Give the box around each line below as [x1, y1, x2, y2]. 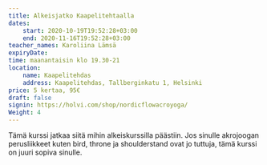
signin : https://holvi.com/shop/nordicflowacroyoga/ [8, 101, 188, 109]
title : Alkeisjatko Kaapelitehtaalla [8, 11, 135, 20]
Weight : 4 [8, 109, 42, 117]
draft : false [8, 94, 52, 102]
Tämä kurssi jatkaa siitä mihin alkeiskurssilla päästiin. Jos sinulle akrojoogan [8, 131, 259, 140]
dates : [8, 19, 30, 27]
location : [8, 64, 42, 72]
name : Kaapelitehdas [22, 71, 91, 79]
